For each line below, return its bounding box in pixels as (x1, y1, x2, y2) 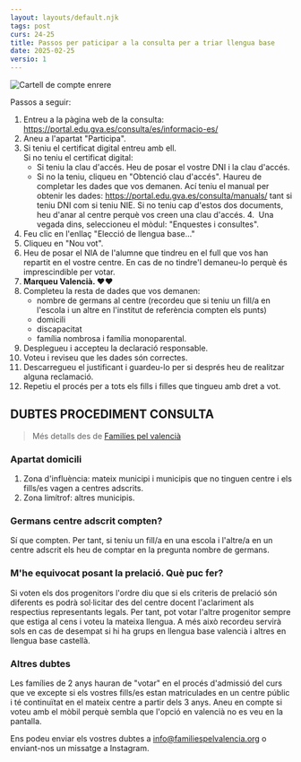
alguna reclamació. (22, 371, 94, 382)
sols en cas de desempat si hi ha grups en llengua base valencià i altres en (10, 625, 287, 636)
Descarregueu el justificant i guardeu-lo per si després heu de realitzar (22, 362, 285, 372)
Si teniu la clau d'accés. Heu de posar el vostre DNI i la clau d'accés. (36, 162, 290, 172)
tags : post (10, 22, 51, 30)
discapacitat (36, 324, 82, 334)
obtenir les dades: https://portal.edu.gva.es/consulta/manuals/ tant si (36, 190, 293, 201)
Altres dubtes (10, 657, 71, 670)
